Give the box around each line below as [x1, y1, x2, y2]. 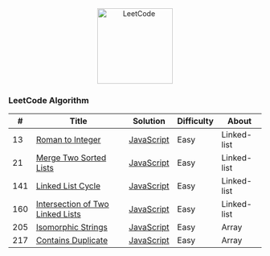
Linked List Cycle [35, 180, 100, 192]
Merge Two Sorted [35, 152, 107, 163]
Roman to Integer [35, 134, 101, 146]
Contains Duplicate [35, 235, 108, 246]
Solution [132, 116, 166, 127]
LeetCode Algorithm [8, 94, 90, 105]
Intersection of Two [35, 199, 110, 210]
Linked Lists [35, 209, 82, 220]
